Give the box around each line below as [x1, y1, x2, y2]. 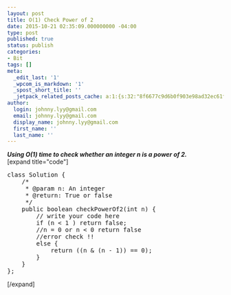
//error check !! [36, 233, 95, 241]
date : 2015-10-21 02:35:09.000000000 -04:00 [7, 23, 137, 30]
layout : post [7, 10, 45, 17]
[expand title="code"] [7, 157, 69, 166]
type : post [7, 29, 38, 36]
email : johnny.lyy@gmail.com [13, 112, 97, 119]
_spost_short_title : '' [13, 87, 81, 94]
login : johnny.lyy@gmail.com [13, 106, 97, 113]
